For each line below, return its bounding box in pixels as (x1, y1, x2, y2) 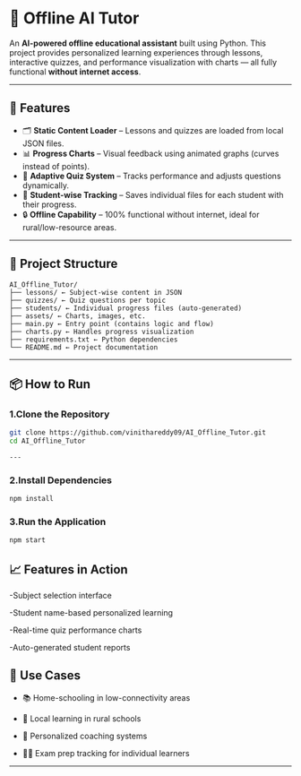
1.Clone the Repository (9, 408, 110, 420)
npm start (9, 536, 47, 545)
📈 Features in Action (9, 562, 128, 577)
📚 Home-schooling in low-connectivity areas (21, 692, 191, 703)
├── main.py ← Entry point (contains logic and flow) (9, 319, 215, 328)
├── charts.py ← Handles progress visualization (9, 327, 194, 336)
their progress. (21, 199, 78, 210)
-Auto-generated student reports (9, 642, 131, 653)
